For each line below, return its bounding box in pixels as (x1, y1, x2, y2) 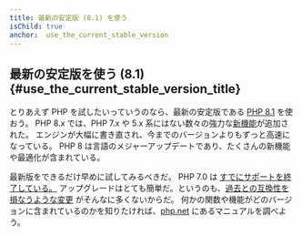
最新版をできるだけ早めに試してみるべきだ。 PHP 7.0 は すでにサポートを (9, 171, 284, 182)
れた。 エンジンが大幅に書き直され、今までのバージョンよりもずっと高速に (9, 129, 291, 140)
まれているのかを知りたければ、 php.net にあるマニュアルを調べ (40, 206, 279, 217)
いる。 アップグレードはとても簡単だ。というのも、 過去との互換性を (33, 183, 289, 194)
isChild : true (9, 22, 64, 31)
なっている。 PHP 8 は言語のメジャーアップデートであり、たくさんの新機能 (9, 140, 291, 151)
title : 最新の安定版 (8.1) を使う (9, 13, 128, 23)
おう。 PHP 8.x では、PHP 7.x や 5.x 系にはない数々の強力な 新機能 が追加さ (9, 118, 289, 128)
